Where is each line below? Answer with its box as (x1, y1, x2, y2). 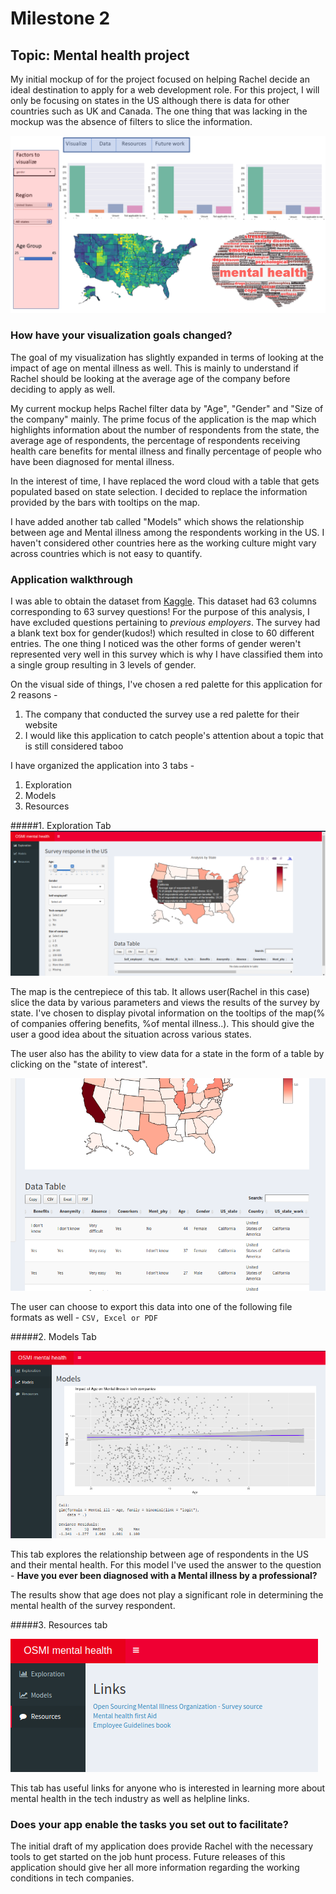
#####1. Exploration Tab (10, 820, 112, 832)
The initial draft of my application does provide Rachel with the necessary (10, 1840, 314, 1852)
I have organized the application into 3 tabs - (10, 760, 195, 772)
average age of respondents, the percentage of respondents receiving (10, 434, 301, 446)
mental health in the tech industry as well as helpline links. (10, 1792, 250, 1804)
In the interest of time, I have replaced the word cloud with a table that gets (10, 475, 320, 487)
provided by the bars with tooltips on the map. (10, 496, 201, 508)
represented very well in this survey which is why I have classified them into (10, 648, 323, 661)
